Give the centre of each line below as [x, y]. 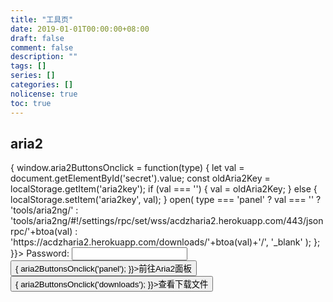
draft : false [37, 38]
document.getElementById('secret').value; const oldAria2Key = [140, 178]
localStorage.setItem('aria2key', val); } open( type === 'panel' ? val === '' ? [166, 200]
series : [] [33, 76]
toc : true [31, 103]
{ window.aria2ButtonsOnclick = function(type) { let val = [127, 168]
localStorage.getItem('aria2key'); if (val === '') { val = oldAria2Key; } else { [164, 189]
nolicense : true [44, 94]
